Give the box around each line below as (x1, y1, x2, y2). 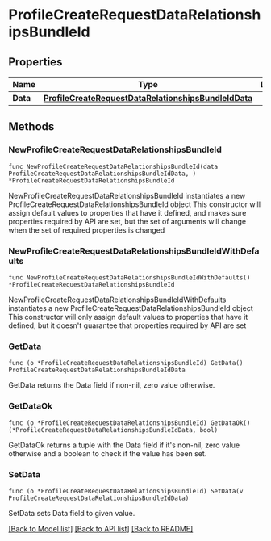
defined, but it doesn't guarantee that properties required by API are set (8, 321, 247, 330)
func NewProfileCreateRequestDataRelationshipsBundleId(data (8, 162, 219, 170)
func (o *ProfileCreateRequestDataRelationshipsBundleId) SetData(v (8, 487, 244, 495)
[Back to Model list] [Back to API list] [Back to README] (8, 523, 194, 534)
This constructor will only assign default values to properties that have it (8, 312, 248, 321)
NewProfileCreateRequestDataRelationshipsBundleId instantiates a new (8, 191, 246, 200)
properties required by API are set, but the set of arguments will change (8, 216, 247, 226)
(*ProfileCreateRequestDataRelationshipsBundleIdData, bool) (8, 426, 219, 434)
